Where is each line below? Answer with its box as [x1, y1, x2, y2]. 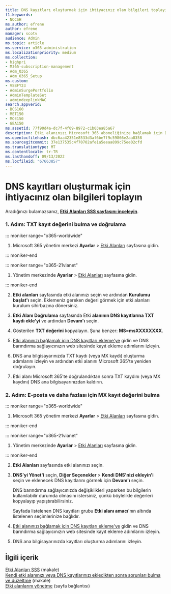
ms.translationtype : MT [5, 144, 56, 150]
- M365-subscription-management [5, 64, 74, 69]
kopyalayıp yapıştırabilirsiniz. [12, 498, 73, 504]
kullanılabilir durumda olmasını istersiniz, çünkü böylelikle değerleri [12, 493, 153, 499]
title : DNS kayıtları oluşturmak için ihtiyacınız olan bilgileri [5, 7, 149, 13]
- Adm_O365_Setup [5, 74, 42, 79]
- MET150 [5, 111, 24, 117]
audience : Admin [5, 36, 40, 41]
